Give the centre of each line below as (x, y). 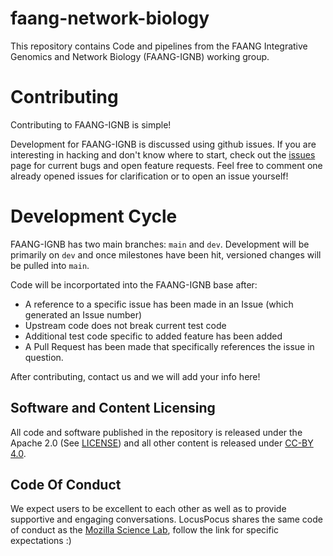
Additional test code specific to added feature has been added (153, 336)
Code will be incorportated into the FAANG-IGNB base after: (134, 284)
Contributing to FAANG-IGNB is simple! (91, 124)
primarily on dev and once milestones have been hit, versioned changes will (166, 254)
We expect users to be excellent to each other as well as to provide (148, 509)
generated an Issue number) (83, 314)
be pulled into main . (50, 265)
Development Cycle (94, 216)
